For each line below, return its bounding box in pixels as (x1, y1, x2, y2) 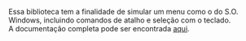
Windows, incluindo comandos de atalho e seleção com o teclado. (8, 15, 231, 25)
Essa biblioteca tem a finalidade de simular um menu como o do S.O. (8, 7, 239, 16)
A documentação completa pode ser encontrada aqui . (8, 24, 190, 33)
